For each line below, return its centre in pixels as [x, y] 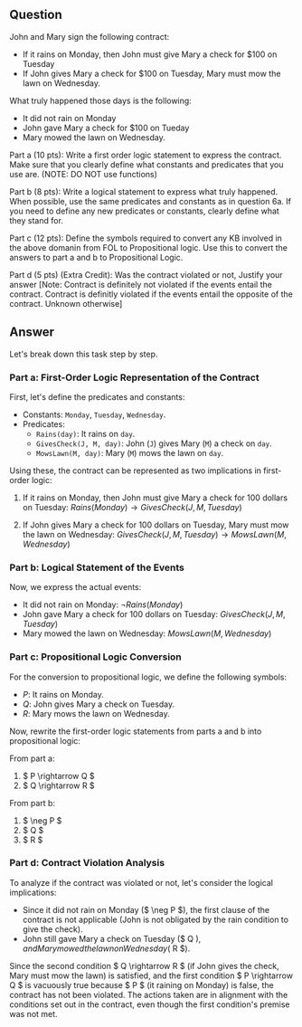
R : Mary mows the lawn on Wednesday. [96, 713]
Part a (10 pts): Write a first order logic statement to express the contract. [146, 155]
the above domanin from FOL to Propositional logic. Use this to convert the [148, 247]
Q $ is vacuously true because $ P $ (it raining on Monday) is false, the [142, 984]
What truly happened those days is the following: [100, 100]
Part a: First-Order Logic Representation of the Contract [134, 377]
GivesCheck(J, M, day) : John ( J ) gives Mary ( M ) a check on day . [154, 443]
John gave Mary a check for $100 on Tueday [106, 128]
